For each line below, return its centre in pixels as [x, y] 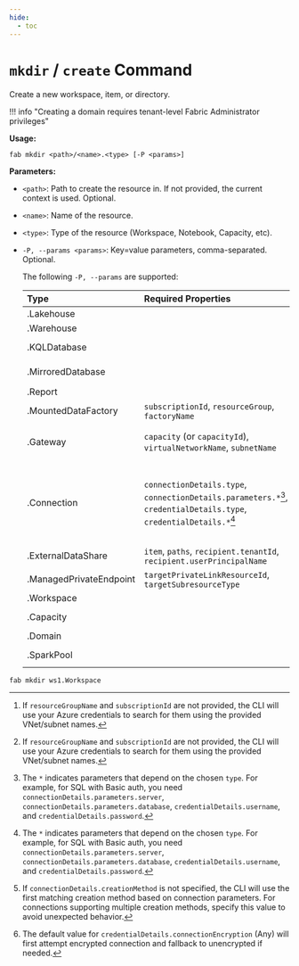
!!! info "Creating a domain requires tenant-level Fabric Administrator [134, 111]
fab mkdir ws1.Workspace [55, 681]
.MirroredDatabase [66, 372]
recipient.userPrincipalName [206, 561]
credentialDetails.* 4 [190, 520]
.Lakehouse [51, 314]
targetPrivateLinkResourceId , [206, 574]
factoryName [169, 417]
